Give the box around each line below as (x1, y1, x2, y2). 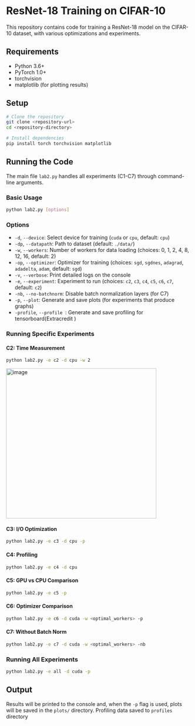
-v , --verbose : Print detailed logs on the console (14, 271, 131, 278)
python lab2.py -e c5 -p (6, 590, 67, 596)
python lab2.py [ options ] (6, 207, 69, 213)
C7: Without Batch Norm (6, 628, 67, 636)
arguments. (16, 179, 44, 186)
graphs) (14, 302, 34, 310)
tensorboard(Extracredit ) (14, 315, 76, 322)
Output (6, 685, 32, 695)
